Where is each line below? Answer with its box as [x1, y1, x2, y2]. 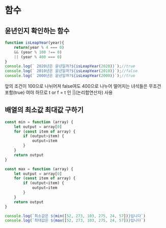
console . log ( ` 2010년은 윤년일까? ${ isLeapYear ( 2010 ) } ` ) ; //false [5, 69, 138, 74]
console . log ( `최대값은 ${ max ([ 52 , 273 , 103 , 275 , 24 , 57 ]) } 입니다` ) [5, 218, 146, 223]
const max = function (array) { [5, 166, 73, 172]
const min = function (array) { [5, 119, 73, 124]
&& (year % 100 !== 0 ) [14, 49, 62, 55]
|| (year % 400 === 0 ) [14, 54, 62, 59]
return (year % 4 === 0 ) [14, 45, 65, 50]
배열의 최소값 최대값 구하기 [5, 106, 84, 114]
